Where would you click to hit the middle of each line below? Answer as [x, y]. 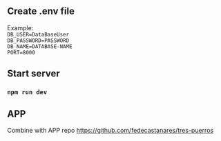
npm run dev [27, 93]
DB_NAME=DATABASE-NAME [40, 46]
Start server [33, 74]
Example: [20, 28]
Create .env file [41, 11]
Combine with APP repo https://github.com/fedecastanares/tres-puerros [110, 130]
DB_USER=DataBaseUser [38, 34]
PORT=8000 [21, 52]
